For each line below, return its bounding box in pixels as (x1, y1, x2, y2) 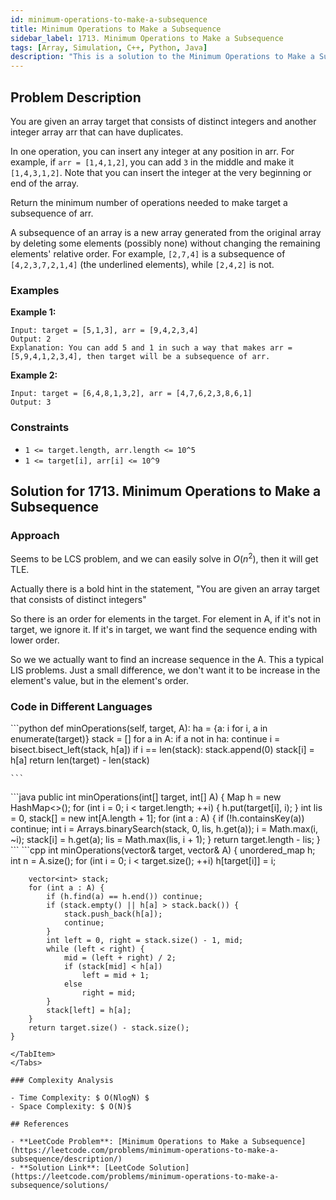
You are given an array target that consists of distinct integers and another (10, 115, 317, 127)
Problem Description (10, 89, 142, 106)
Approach (10, 528, 60, 542)
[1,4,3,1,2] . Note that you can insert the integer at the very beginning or (10, 166, 312, 178)
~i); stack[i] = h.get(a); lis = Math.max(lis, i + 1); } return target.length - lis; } (10, 834, 321, 846)
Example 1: (10, 306, 57, 318)
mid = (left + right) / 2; (63, 953, 177, 963)
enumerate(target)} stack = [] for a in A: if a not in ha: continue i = (10, 733, 281, 745)
